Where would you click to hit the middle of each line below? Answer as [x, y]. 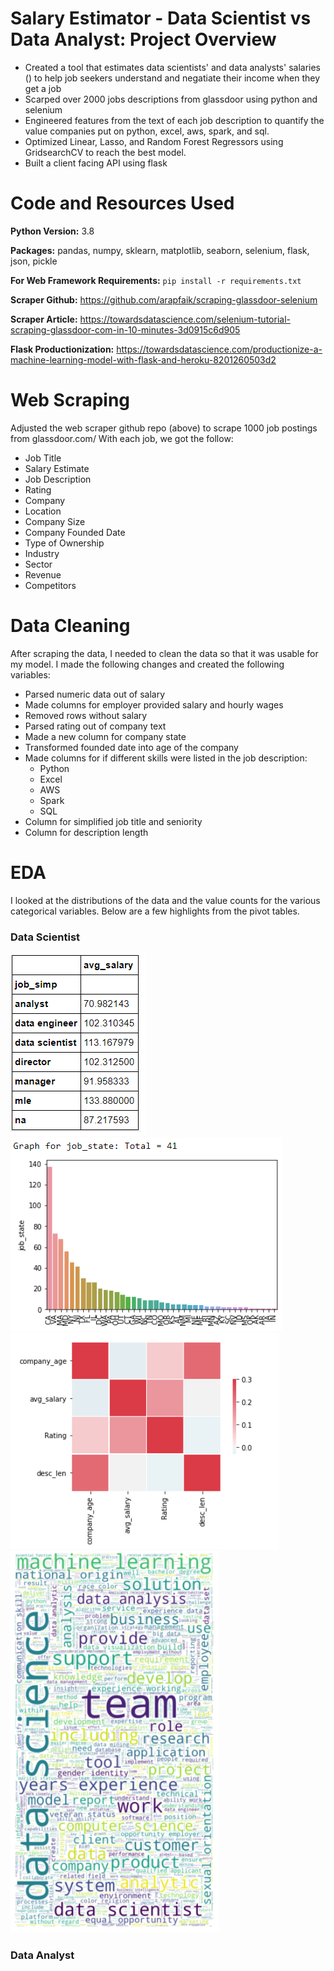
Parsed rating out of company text [95, 726]
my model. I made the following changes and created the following [147, 664]
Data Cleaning [70, 626]
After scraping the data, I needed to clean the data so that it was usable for [164, 653]
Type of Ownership [64, 543]
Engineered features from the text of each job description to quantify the [174, 120]
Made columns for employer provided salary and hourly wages [154, 704]
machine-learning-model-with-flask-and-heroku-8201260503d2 [143, 359]
